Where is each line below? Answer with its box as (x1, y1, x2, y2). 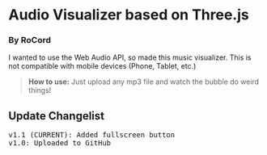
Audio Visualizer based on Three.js (8, 6, 249, 24)
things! (28, 86, 52, 95)
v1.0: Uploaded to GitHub (8, 139, 112, 148)
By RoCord (8, 35, 51, 46)
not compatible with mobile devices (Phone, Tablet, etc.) (8, 61, 197, 71)
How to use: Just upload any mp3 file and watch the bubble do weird (28, 77, 260, 86)
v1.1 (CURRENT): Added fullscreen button (8, 131, 176, 140)
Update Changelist (8, 109, 105, 123)
